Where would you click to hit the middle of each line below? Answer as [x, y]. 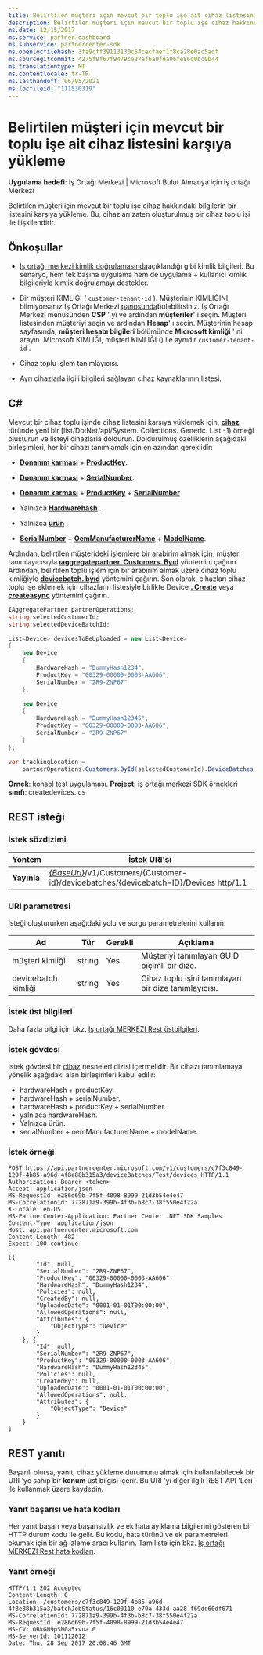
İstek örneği [31, 1152]
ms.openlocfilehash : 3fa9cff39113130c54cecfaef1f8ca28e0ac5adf [113, 52]
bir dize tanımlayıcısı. [179, 988]
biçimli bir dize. [169, 966]
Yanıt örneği [32, 1572]
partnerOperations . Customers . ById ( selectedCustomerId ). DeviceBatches [138, 769]
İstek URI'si [150, 860]
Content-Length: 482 [42, 1237]
